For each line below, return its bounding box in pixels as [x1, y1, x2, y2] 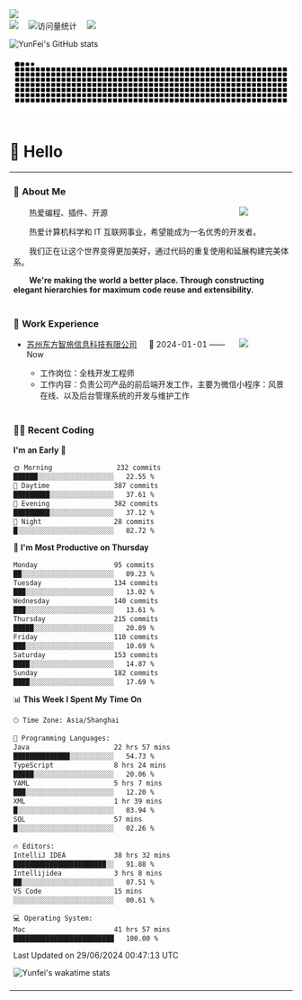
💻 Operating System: [13, 914, 93, 923]
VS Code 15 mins [13, 887, 143, 896]
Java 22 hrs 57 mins [13, 743, 171, 752]
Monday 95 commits [13, 560, 155, 570]
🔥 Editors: [13, 842, 56, 851]
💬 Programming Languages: [13, 734, 111, 743]
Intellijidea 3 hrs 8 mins [13, 869, 163, 878]
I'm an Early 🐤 [13, 445, 67, 455]
